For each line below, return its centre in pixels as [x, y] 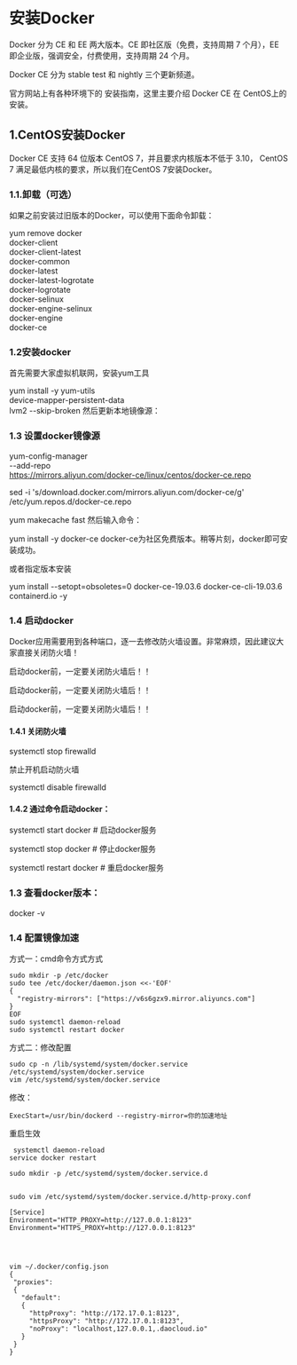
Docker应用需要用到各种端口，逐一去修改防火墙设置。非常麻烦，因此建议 [143, 641]
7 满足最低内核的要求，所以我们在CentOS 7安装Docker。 [113, 169]
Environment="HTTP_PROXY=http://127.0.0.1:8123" [101, 1220]
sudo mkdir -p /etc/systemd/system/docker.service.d [109, 1173]
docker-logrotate [40, 290]
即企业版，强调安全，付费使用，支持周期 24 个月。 [102, 55]
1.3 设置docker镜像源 [55, 436]
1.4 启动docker [41, 620]
